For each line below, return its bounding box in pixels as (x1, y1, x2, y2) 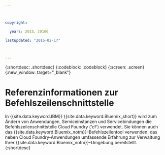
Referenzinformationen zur (5, 87, 119, 98)
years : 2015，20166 (9, 29, 49, 34)
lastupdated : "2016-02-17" (5, 38, 61, 43)
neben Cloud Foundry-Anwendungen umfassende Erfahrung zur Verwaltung (5, 134, 160, 140)
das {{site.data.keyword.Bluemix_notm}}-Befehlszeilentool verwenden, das (5, 129, 158, 135)
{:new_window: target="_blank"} (5, 69, 71, 75)
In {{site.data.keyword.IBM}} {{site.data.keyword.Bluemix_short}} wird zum (5, 114, 157, 120)
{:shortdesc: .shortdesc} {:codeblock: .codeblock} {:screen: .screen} (5, 64, 145, 70)
